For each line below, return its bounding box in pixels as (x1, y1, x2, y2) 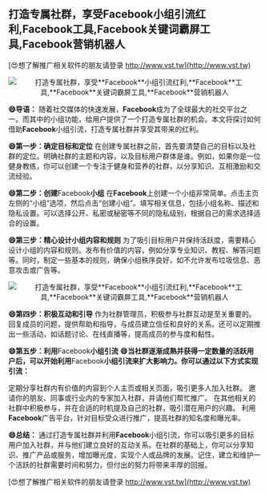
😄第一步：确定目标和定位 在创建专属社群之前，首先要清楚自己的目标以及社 (8, 141, 256, 150)
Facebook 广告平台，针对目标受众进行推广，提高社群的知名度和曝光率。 (8, 412, 246, 422)
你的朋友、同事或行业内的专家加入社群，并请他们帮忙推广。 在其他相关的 (14, 392, 256, 402)
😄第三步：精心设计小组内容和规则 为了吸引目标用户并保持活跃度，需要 (8, 235, 243, 245)
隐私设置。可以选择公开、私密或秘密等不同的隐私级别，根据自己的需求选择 (8, 208, 254, 217)
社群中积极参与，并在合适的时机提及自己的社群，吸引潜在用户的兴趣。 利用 (8, 403, 256, 412)
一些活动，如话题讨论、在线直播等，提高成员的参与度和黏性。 (14, 329, 219, 338)
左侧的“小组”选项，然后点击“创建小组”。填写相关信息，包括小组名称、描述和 (8, 198, 259, 208)
